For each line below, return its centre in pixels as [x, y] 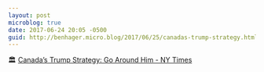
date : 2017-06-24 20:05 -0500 [58, 30]
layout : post [29, 15]
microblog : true [35, 23]
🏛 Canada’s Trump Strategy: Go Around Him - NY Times [100, 60]
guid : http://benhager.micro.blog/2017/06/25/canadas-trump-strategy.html [133, 37]
